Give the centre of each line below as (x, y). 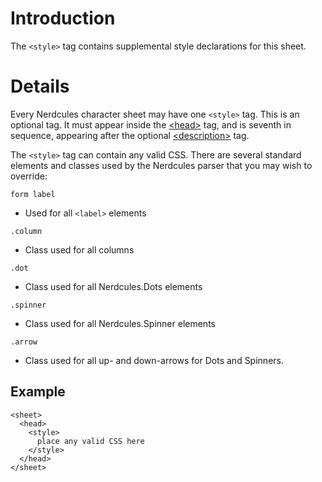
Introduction (63, 18)
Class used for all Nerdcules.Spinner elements (120, 323)
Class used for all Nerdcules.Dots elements (113, 286)
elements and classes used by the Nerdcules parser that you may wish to (161, 165)
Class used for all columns (79, 249)
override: (29, 176)
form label (33, 194)
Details (40, 86)
